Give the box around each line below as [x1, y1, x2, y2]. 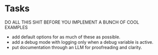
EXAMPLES [4, 24, 28, 30]
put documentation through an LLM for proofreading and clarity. [11, 44, 142, 50]
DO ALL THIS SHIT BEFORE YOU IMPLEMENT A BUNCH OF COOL [4, 19, 139, 25]
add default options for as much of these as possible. [11, 34, 120, 40]
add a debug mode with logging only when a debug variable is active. [11, 39, 154, 45]
